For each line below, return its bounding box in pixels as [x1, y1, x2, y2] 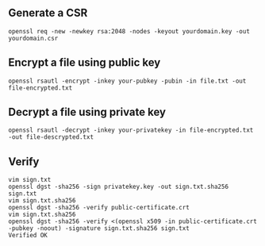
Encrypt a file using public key [8, 56, 161, 70]
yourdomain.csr [8, 34, 59, 42]
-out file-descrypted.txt [8, 133, 94, 141]
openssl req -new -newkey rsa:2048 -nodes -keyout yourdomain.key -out [8, 27, 250, 35]
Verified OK [8, 232, 48, 240]
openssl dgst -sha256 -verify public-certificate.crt [8, 204, 190, 212]
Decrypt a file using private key [8, 106, 167, 119]
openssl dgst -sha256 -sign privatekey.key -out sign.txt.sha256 [8, 183, 229, 191]
